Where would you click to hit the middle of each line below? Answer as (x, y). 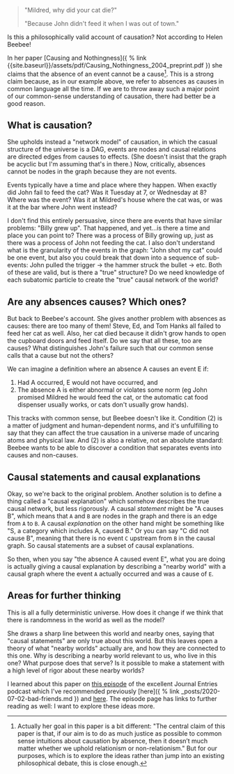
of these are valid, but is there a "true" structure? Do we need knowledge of (116, 273)
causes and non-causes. (43, 455)
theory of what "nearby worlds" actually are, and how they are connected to (117, 648)
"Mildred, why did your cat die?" (70, 10)
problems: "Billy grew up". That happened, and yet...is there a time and (109, 228)
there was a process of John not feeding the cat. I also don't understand (111, 243)
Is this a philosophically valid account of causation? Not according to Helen (115, 37)
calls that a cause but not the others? (60, 356)
